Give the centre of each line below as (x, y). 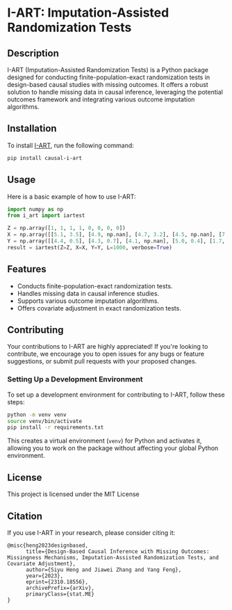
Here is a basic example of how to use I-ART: (72, 197)
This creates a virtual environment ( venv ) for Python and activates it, (105, 441)
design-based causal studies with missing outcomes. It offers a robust (108, 84)
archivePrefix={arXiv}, (60, 588)
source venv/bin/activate (44, 421)
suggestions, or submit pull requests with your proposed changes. (102, 361)
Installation (32, 129)
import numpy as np (35, 209)
